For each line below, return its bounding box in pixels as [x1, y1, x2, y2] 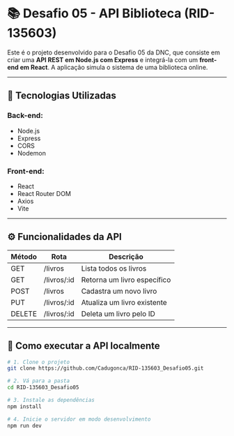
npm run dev [7, 422, 42, 429]
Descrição [109, 252, 144, 262]
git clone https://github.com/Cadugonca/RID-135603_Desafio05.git [7, 365, 204, 372]
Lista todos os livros [81, 263, 147, 273]
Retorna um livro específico [81, 275, 171, 285]
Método [10, 252, 37, 262]
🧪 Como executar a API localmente [7, 340, 160, 352]
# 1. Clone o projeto [7, 359, 70, 366]
